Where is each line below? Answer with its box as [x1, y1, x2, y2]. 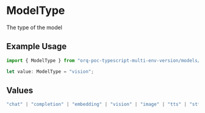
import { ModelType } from [6, 57, 75, 64]
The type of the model [6, 24, 63, 31]
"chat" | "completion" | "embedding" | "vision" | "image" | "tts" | [6, 101, 187, 108]
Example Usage [6, 41, 67, 52]
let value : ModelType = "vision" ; [6, 68, 95, 75]
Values [6, 85, 34, 95]
